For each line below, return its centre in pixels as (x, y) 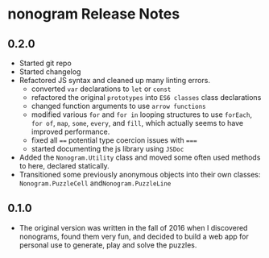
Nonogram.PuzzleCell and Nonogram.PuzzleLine (95, 183)
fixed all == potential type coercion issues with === (114, 140)
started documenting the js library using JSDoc (108, 149)
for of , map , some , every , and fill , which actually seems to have (137, 123)
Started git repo (45, 63)
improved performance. (70, 131)
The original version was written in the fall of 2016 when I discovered (133, 227)
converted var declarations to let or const (101, 89)
